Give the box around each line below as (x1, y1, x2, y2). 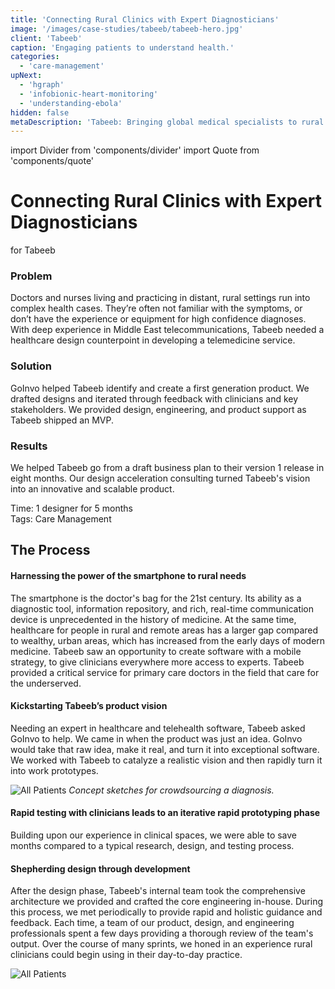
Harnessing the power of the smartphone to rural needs (10, 570, 247, 582)
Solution (10, 359, 53, 373)
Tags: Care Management (10, 513, 112, 525)
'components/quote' (10, 155, 95, 167)
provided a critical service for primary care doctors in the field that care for (10, 666, 320, 678)
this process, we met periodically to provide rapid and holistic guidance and (10, 906, 323, 918)
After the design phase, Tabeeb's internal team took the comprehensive (10, 885, 306, 897)
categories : (10, 52, 60, 62)
